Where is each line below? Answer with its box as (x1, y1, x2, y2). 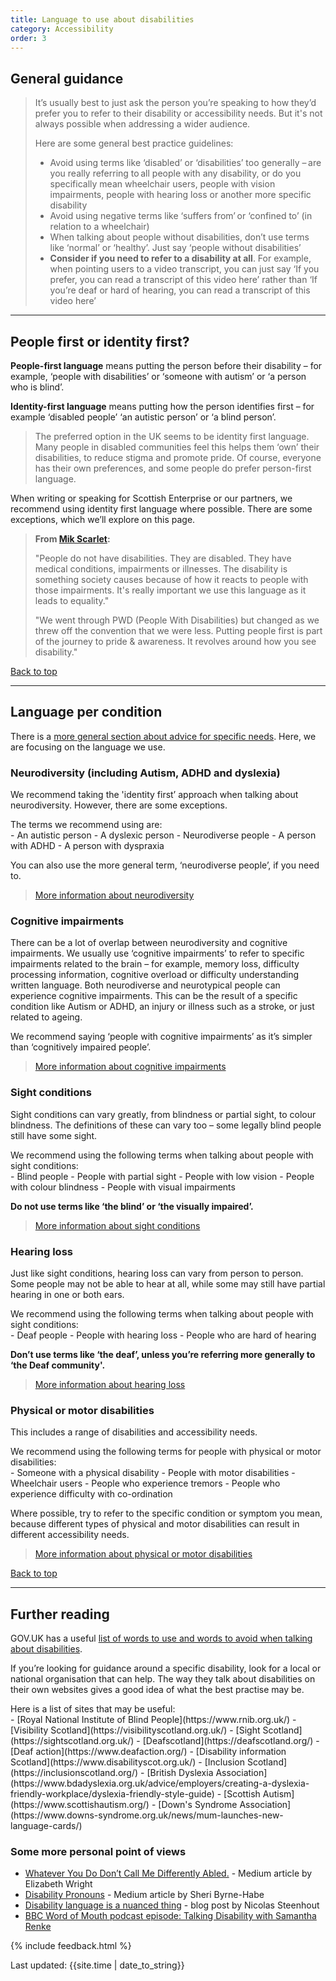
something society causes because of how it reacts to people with (34, 574, 309, 585)
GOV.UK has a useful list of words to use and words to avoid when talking (10, 1632, 313, 1645)
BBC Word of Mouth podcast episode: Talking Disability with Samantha (24, 1910, 317, 1922)
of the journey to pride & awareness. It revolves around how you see (34, 636, 317, 647)
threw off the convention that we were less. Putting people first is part (34, 625, 323, 636)
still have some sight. (10, 1129, 98, 1141)
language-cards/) (10, 1820, 83, 1832)
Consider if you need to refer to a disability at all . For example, (49, 252, 312, 265)
